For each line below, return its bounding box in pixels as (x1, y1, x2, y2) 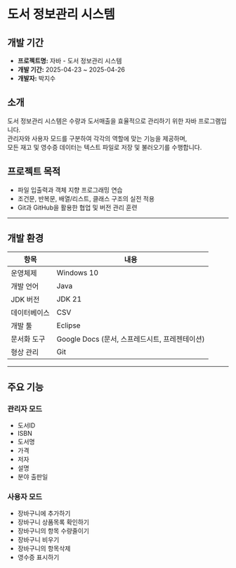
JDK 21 (56, 295, 82, 304)
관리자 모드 (7, 404, 43, 413)
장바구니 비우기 (17, 536, 60, 544)
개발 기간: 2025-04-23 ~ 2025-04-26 (17, 65, 125, 74)
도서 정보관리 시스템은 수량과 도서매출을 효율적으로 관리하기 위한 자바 (7, 117, 197, 125)
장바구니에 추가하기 (17, 509, 71, 517)
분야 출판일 (17, 472, 48, 482)
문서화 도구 (11, 335, 46, 344)
